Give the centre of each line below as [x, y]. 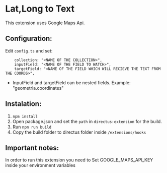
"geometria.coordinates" [38, 88]
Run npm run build [32, 127]
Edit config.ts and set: [29, 50]
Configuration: [29, 39]
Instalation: [23, 104]
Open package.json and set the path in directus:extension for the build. [87, 121]
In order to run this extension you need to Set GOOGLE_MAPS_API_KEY [79, 160]
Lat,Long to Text [40, 9]
